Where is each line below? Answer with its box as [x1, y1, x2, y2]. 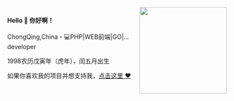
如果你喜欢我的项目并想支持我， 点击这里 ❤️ [7, 72, 132, 80]
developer [7, 43, 37, 51]
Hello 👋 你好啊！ [7, 16, 54, 24]
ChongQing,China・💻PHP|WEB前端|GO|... [7, 33, 130, 41]
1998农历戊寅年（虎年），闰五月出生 [7, 57, 110, 65]
